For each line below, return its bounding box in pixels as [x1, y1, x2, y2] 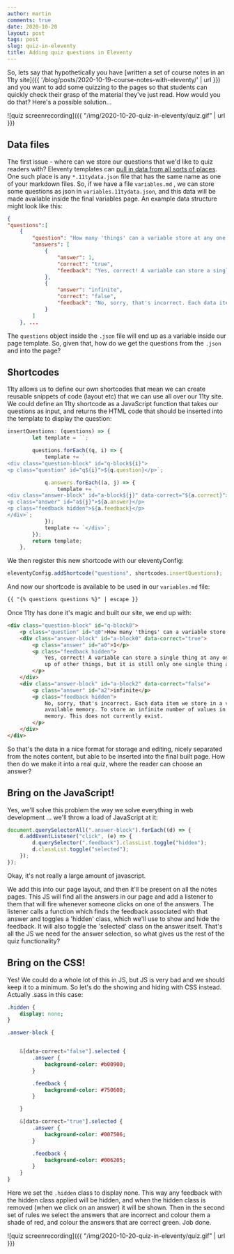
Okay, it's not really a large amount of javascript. [7, 872, 146, 880]
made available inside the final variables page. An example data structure [7, 194, 217, 203]
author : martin [7, 10, 52, 17]
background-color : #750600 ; [44, 1086, 127, 1094]
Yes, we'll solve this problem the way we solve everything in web [7, 805, 194, 814]
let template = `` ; [32, 435, 89, 442]
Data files [7, 139, 50, 150]
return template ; [32, 537, 82, 544]
